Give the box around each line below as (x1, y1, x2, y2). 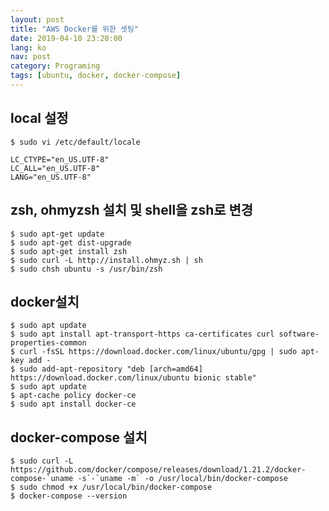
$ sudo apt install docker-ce (10, 399, 137, 410)
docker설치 (10, 293, 80, 310)
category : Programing (10, 61, 101, 71)
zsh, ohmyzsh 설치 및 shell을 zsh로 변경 (10, 202, 254, 219)
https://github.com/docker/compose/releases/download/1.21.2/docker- (10, 465, 307, 475)
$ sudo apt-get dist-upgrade (10, 237, 132, 248)
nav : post (10, 52, 52, 62)
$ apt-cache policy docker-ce (10, 391, 137, 401)
